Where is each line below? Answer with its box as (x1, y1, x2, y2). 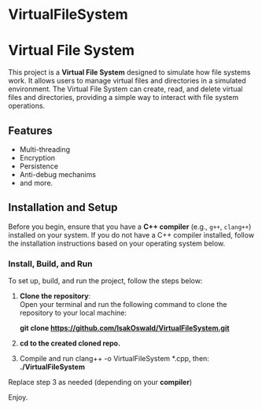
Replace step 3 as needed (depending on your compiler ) (8, 378, 193, 387)
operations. (8, 101, 46, 111)
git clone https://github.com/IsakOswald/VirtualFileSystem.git (19, 323, 230, 333)
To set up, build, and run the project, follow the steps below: (8, 276, 203, 286)
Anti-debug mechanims (19, 169, 97, 179)
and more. (19, 178, 54, 187)
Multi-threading (19, 144, 71, 154)
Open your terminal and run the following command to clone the (19, 300, 227, 309)
